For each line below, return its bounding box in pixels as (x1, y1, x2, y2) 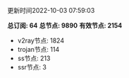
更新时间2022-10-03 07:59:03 (7, 6, 95, 14)
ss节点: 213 (17, 54, 51, 62)
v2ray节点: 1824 (17, 36, 65, 45)
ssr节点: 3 (17, 63, 47, 71)
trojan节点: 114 (17, 45, 60, 53)
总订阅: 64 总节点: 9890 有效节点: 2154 (7, 21, 123, 30)
